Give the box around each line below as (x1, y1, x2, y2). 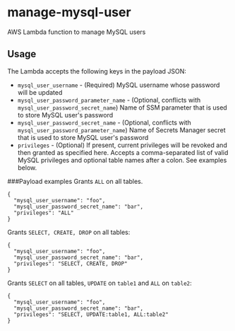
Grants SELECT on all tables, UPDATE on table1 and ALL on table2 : (7, 279, 192, 287)
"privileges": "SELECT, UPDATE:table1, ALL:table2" (13, 310, 169, 318)
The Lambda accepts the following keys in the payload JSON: (7, 66, 187, 75)
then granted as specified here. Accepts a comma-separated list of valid (17, 148, 229, 156)
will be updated (17, 88, 63, 96)
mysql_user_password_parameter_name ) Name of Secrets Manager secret (17, 125, 226, 134)
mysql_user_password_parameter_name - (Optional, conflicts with (17, 95, 201, 104)
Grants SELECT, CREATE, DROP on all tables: (7, 228, 131, 236)
